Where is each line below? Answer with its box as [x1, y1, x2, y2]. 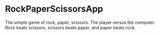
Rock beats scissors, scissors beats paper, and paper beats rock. [5, 24, 136, 30]
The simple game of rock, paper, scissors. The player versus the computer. [5, 19, 156, 25]
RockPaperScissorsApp [5, 3, 103, 15]
